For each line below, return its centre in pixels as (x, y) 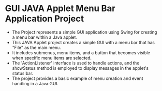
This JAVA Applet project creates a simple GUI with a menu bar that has (83, 42)
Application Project (44, 19)
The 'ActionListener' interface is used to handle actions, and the (76, 63)
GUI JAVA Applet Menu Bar (60, 8)
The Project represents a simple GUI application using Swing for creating (84, 32)
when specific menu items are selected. (52, 58)
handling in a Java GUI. (35, 83)
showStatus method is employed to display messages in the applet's (80, 68)
